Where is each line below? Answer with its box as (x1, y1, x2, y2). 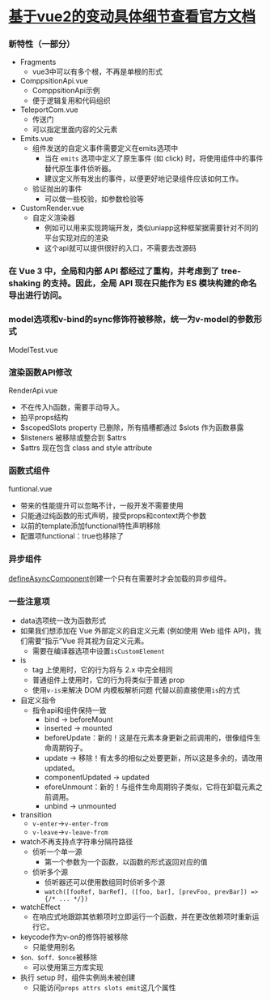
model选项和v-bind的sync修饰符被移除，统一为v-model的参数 (8, 314, 254, 325)
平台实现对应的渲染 (44, 233, 109, 243)
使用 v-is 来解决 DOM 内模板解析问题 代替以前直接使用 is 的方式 (32, 685, 240, 694)
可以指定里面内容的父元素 (32, 125, 118, 135)
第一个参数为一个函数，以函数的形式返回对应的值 (44, 856, 208, 866)
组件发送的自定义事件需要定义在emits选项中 (32, 144, 179, 153)
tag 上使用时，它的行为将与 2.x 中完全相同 (32, 664, 173, 674)
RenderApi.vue (8, 386, 58, 395)
